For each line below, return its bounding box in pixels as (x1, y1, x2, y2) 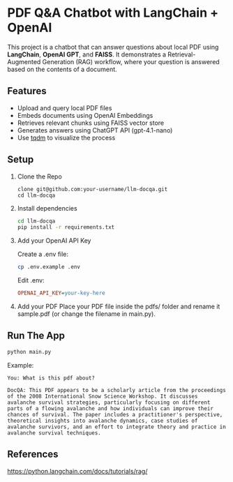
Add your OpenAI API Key (17, 236, 91, 245)
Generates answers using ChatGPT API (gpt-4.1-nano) (17, 126, 173, 134)
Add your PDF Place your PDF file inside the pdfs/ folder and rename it (17, 302, 220, 311)
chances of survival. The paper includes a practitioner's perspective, (7, 411, 223, 418)
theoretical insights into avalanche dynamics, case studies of (7, 417, 198, 424)
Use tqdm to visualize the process (17, 133, 116, 142)
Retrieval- (167, 50, 196, 59)
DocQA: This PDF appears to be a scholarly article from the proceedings (7, 386, 227, 393)
